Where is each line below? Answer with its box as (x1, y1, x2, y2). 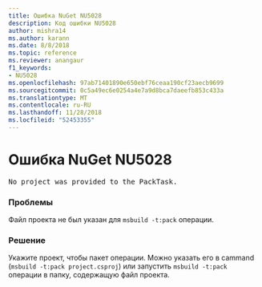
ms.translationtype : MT (8, 94, 88, 102)
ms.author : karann (8, 34, 70, 42)
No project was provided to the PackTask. (8, 177, 178, 186)
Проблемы (8, 196, 54, 208)
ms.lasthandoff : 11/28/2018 (8, 109, 103, 117)
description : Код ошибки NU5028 (8, 19, 116, 27)
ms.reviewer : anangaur (8, 57, 84, 65)
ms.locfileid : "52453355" (8, 116, 95, 124)
